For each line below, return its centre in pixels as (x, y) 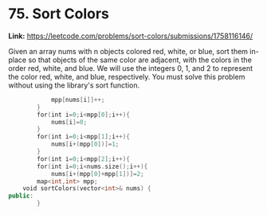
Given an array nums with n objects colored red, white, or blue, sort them (128, 51)
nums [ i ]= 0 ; (69, 122)
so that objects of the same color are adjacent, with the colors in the (140, 60)
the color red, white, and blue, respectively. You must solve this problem (127, 76)
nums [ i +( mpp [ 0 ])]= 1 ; (85, 144)
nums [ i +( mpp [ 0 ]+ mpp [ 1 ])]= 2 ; (98, 174)
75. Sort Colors (59, 14)
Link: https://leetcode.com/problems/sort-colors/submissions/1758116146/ (131, 36)
